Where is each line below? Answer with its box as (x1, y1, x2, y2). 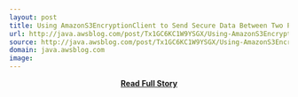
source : (9, 37, 38, 47)
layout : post (9, 12, 58, 22)
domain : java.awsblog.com (9, 46, 105, 55)
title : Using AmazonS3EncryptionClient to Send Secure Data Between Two (9, 21, 284, 30)
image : (9, 54, 34, 63)
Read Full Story (120, 78, 178, 88)
